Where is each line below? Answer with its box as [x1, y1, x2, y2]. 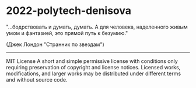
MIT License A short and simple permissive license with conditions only [6, 57, 178, 65]
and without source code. [6, 76, 68, 83]
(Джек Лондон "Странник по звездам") [6, 41, 105, 48]
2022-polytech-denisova [6, 4, 132, 17]
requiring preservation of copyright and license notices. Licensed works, [6, 64, 181, 71]
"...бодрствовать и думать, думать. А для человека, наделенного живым [6, 23, 188, 30]
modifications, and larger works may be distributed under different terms [6, 70, 181, 77]
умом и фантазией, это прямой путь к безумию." [6, 29, 128, 36]
